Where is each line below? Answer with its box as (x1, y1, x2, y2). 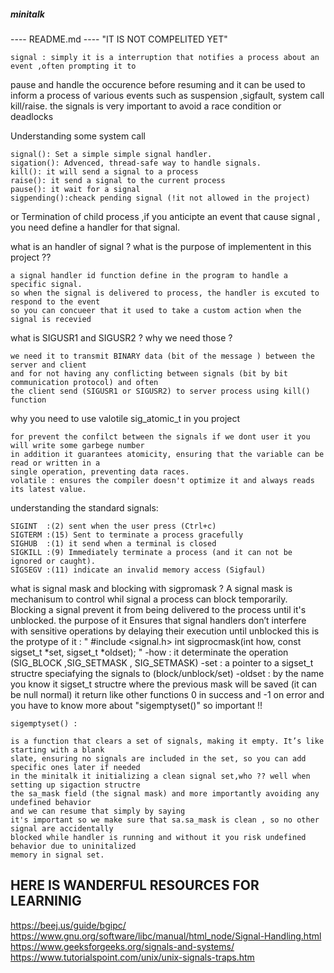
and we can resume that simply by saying (10, 806, 186, 816)
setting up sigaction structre (10, 780, 141, 790)
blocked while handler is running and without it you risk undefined (10, 832, 307, 842)
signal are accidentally (10, 823, 114, 834)
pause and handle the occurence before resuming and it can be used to (10, 78, 306, 90)
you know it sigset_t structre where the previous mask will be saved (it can (10, 678, 317, 690)
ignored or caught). (10, 556, 97, 566)
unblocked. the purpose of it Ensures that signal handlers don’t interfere (10, 614, 307, 626)
